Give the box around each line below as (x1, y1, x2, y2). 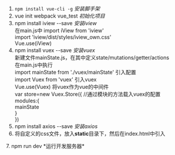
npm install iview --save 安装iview (14, 20, 97, 26)
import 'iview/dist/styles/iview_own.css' (14, 34, 112, 40)
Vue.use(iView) (14, 40, 52, 47)
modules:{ (14, 97, 40, 104)
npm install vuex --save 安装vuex (14, 47, 95, 54)
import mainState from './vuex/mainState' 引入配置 (14, 69, 136, 75)
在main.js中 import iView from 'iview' (14, 27, 104, 34)
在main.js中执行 (14, 61, 53, 68)
